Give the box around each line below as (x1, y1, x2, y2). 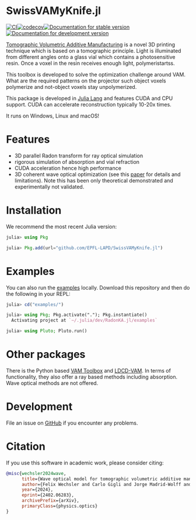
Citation (6, 440, 45, 453)
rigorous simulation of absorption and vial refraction (14, 158, 140, 165)
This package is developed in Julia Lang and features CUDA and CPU (6, 95, 173, 102)
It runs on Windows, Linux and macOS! (6, 112, 100, 119)
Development (6, 400, 73, 414)
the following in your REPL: (6, 290, 71, 297)
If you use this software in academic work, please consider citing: (6, 459, 164, 466)
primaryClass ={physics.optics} (21, 503, 98, 509)
